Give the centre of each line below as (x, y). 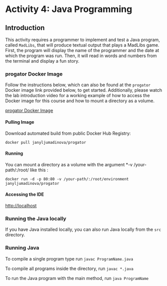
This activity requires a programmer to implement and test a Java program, (83, 40)
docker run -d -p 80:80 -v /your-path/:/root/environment (67, 179)
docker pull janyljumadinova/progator (46, 142)
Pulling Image (20, 122)
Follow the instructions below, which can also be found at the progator (78, 85)
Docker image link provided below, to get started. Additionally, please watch (84, 90)
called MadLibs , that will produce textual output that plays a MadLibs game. (82, 45)
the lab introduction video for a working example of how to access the (77, 96)
